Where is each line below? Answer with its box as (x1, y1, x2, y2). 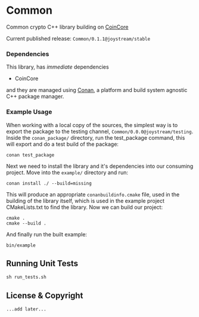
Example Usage (6, 108, 52, 116)
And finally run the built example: (6, 230, 88, 238)
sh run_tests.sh (6, 274, 46, 281)
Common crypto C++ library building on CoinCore (6, 23, 129, 30)
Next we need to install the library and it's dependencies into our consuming (6, 162, 194, 170)
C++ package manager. (6, 93, 64, 100)
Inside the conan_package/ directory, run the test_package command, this (6, 134, 185, 141)
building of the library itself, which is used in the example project (6, 197, 165, 204)
